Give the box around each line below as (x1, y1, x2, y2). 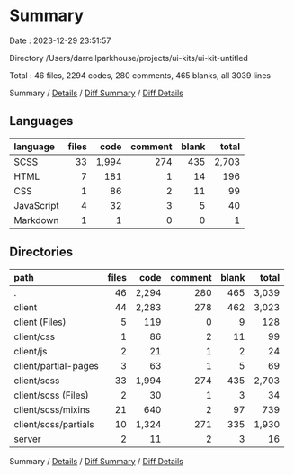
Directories (9, 245, 74, 260)
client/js (13, 345, 48, 357)
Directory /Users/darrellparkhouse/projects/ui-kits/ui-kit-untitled (9, 52, 249, 63)
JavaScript (13, 199, 60, 211)
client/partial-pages (13, 359, 99, 372)
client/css (13, 330, 56, 343)
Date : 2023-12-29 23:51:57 (9, 35, 111, 46)
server (13, 433, 42, 445)
